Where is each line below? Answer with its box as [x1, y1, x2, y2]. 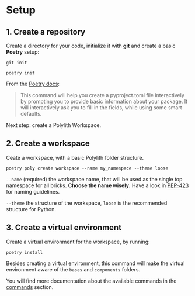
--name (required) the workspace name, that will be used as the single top [6, 175, 183, 183]
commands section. [6, 283, 54, 290]
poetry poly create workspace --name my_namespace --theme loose [6, 165, 168, 171]
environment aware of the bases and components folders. [6, 266, 141, 273]
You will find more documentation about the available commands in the [6, 277, 177, 284]
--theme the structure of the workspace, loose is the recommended [6, 199, 168, 206]
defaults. [20, 111, 42, 117]
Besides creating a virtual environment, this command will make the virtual [6, 260, 185, 267]
